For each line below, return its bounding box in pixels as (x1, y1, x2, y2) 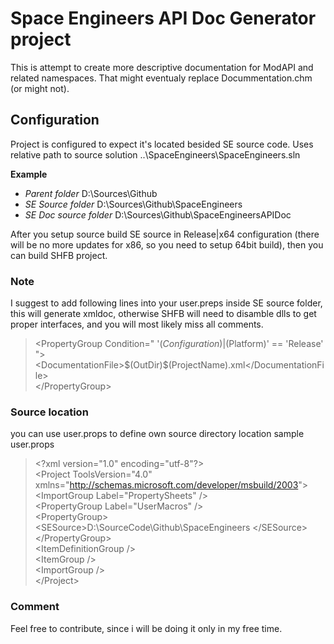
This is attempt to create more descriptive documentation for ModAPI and (10, 61, 314, 73)
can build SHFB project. (10, 249, 108, 261)
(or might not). (10, 82, 70, 94)
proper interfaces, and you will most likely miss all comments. (10, 318, 264, 331)
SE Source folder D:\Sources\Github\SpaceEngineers (24, 198, 243, 210)
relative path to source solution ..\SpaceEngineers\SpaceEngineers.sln (10, 148, 301, 161)
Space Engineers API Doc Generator (10, 7, 317, 30)
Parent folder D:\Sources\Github (24, 187, 158, 199)
